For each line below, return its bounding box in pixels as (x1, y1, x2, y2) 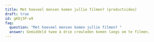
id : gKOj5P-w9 (5, 16, 34, 21)
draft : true (5, 12, 29, 16)
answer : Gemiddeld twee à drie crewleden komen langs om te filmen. (9, 29, 150, 34)
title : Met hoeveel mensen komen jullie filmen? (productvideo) (5, 7, 137, 12)
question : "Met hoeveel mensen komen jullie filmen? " (9, 25, 122, 30)
